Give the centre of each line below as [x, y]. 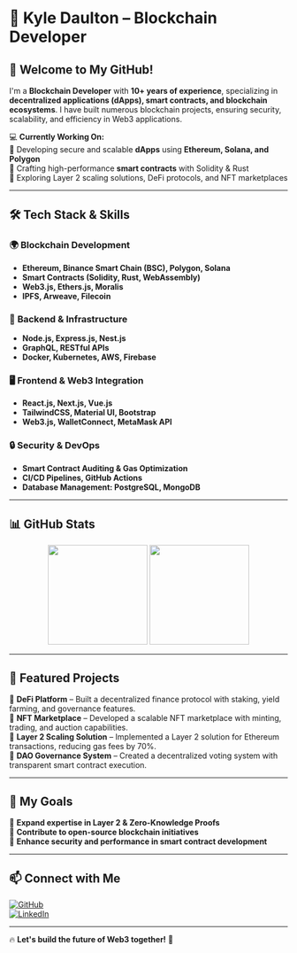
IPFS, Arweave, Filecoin [66, 296]
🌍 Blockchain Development [70, 245]
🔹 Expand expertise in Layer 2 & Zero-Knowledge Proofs [114, 823]
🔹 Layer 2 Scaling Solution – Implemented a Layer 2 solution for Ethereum [145, 737]
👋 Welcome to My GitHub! [81, 70]
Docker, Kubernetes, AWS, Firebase [89, 357]
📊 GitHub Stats [52, 524]
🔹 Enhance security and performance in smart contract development [138, 841]
